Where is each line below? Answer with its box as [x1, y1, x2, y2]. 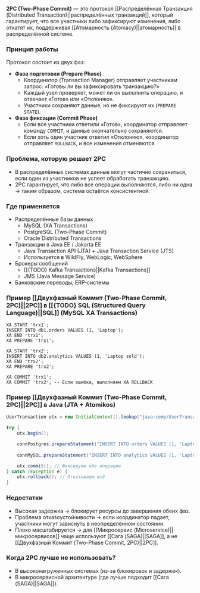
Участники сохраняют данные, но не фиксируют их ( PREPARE [23, 102, 177, 109]
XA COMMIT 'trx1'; [6, 374, 52, 380]
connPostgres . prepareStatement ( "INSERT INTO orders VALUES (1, [17, 441, 177, 447]
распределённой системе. [6, 30, 74, 38]
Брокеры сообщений [14, 260, 68, 267]
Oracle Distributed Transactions [23, 235, 102, 242]
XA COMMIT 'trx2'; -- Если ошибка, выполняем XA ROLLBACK [6, 379, 153, 386]
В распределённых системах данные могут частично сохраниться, [14, 168, 187, 175]
